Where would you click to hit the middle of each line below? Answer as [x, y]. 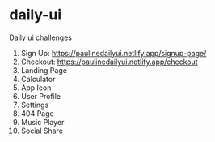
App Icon [36, 88]
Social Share [42, 131]
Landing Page [44, 70]
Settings [35, 105]
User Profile [41, 96]
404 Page [38, 113]
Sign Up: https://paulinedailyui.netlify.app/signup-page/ [114, 53]
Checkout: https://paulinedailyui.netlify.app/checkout [109, 62]
